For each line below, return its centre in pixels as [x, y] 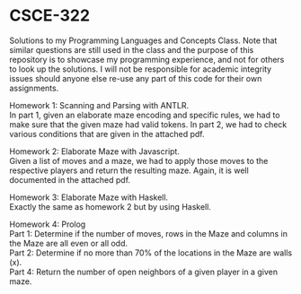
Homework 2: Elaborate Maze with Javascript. [94, 151]
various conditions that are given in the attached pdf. [107, 134]
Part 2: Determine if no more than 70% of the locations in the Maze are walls [151, 253]
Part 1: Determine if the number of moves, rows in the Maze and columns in [148, 233]
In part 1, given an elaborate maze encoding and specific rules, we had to [145, 115]
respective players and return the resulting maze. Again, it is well [129, 170]
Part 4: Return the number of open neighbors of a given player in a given [144, 272]
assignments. [34, 88]
